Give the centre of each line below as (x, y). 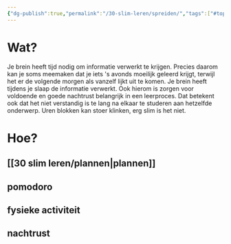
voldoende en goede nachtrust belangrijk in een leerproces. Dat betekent (111, 96)
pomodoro (30, 187)
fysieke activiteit (44, 210)
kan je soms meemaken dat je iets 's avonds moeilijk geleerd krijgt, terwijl (111, 74)
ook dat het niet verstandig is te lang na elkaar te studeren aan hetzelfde (110, 103)
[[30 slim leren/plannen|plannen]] (81, 163)
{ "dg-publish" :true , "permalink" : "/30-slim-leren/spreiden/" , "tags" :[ (109, 13)
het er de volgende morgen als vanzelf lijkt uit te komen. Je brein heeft (107, 81)
